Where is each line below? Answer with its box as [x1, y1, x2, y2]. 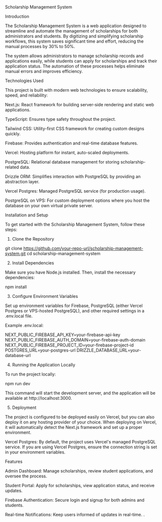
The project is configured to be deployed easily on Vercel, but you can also [5, 414, 155, 420]
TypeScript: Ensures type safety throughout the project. [5, 116, 116, 122]
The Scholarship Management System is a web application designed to [5, 23, 147, 29]
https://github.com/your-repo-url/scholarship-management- [23, 245, 144, 251]
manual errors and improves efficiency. [5, 68, 83, 74]
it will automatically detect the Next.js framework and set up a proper [5, 424, 143, 430]
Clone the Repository [12, 236, 55, 242]
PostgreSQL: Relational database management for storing [5, 159, 119, 164]
